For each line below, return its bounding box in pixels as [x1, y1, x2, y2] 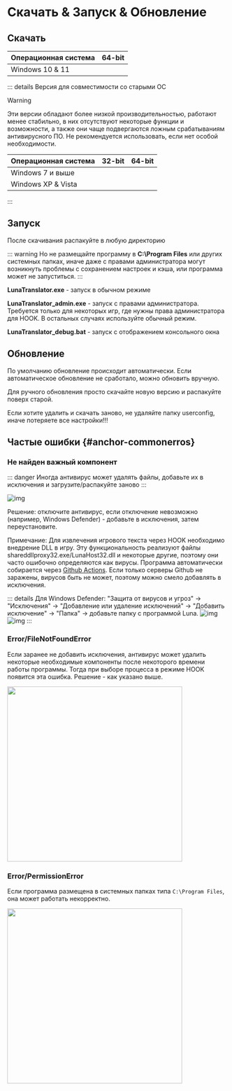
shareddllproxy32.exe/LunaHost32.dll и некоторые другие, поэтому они [7, 551, 219, 560]
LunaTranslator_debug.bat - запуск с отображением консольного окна [7, 327, 220, 336]
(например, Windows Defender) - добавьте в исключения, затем [7, 515, 199, 524]
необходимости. [7, 139, 57, 148]
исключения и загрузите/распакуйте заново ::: [7, 480, 147, 489]
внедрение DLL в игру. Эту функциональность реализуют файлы [7, 543, 201, 552]
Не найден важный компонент [7, 457, 117, 466]
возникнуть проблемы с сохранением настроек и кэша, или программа [7, 264, 224, 273]
